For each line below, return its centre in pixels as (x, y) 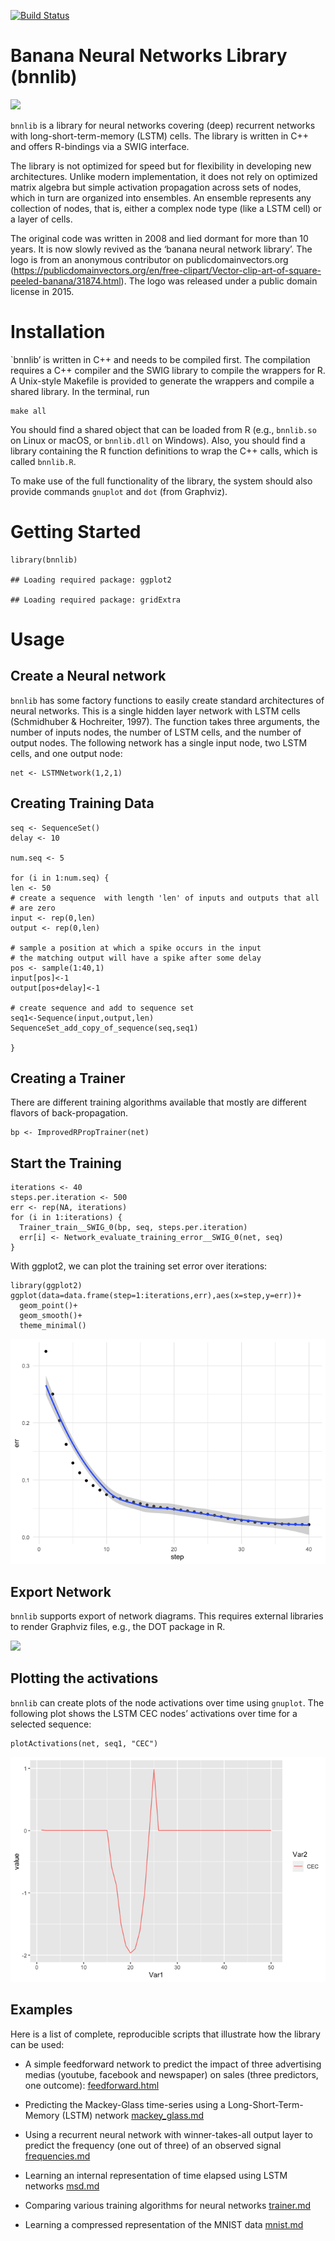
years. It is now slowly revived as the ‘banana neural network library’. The (161, 249)
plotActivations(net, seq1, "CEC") (84, 1743)
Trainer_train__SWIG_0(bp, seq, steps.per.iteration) (133, 1228)
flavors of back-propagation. (69, 1113)
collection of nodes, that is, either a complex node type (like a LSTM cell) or (166, 208)
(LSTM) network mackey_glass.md (133, 2115)
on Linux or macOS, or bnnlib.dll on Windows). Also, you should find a (158, 440)
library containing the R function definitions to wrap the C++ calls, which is (164, 451)
